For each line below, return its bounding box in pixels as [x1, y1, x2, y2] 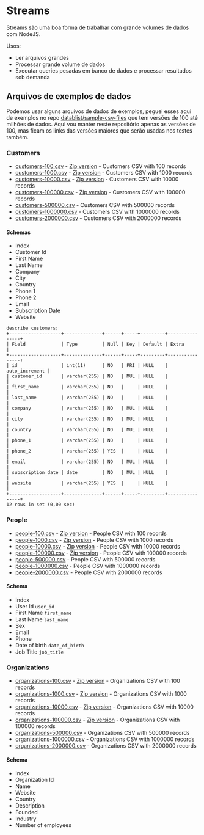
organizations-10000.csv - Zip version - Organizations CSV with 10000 [15, 703, 194, 710]
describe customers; [6, 325, 59, 332]
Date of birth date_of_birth [15, 641, 84, 649]
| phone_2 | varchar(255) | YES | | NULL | [6, 448, 168, 454]
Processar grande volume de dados [15, 60, 106, 68]
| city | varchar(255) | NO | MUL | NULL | [6, 416, 168, 422]
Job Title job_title [15, 648, 64, 655]
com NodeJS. [6, 30, 41, 37]
